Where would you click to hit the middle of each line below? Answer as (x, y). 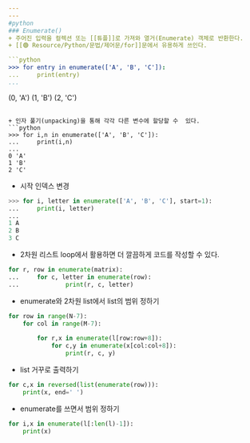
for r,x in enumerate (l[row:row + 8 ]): (99, 338)
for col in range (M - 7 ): (62, 324)
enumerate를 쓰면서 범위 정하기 (69, 409)
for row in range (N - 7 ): (48, 316)
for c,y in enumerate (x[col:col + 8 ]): (114, 346)
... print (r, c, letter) (71, 284)
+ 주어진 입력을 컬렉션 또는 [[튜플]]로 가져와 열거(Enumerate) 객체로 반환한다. (126, 38)
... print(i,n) (41, 142)
